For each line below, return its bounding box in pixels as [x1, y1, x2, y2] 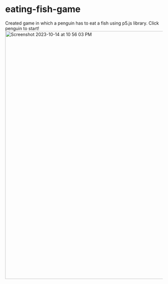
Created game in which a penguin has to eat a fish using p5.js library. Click [5, 20, 159, 26]
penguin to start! [5, 25, 39, 31]
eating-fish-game [5, 4, 81, 15]
